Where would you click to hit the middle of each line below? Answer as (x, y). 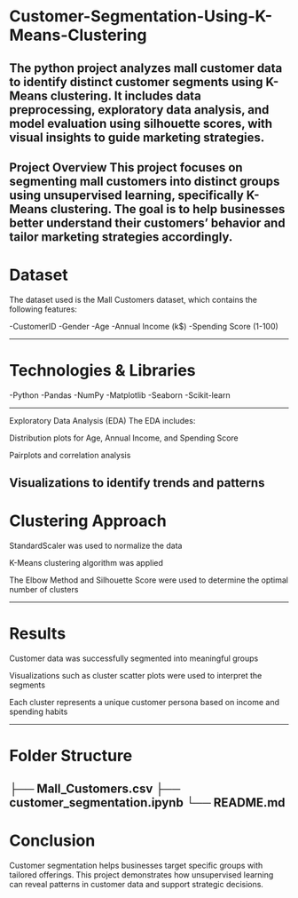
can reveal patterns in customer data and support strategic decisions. (137, 884)
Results (38, 634)
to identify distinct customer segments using (136, 82)
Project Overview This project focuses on (126, 167)
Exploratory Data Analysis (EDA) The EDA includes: (102, 420)
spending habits (39, 711)
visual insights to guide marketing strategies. (137, 137)
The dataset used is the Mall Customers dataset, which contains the (133, 299)
